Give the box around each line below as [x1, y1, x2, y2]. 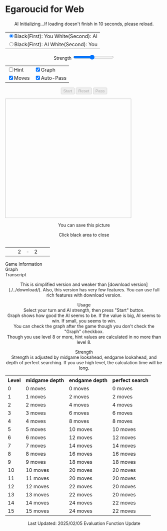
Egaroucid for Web [5, 4, 84, 15]
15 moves [25, 507, 49, 514]
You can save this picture [58, 222, 110, 228]
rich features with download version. [46, 292, 122, 298]
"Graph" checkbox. [64, 329, 104, 335]
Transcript [5, 272, 26, 278]
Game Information [5, 261, 42, 267]
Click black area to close [58, 232, 109, 238]
